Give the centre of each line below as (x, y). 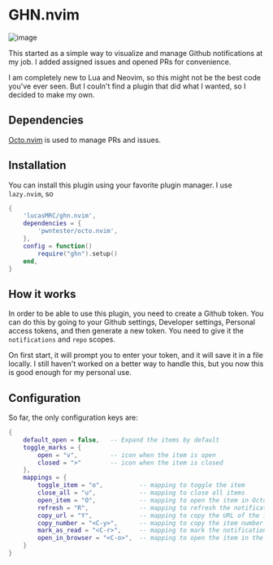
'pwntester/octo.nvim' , (78, 231)
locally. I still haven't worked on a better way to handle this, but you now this (136, 364)
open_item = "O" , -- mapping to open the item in (143, 500)
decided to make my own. (52, 94)
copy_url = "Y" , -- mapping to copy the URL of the (149, 515)
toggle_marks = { (52, 447)
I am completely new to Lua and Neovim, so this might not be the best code (135, 77)
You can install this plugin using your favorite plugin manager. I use (121, 185)
